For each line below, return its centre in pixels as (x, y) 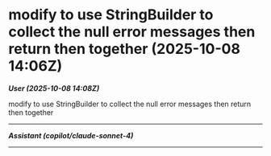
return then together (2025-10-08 (124, 49)
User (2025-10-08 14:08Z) (54, 88)
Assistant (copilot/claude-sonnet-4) (71, 135)
